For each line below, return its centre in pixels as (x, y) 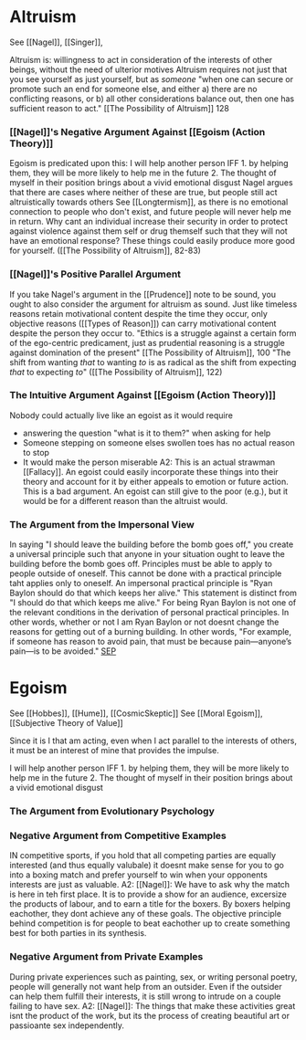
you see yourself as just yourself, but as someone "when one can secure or (152, 79)
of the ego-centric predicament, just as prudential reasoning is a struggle (148, 342)
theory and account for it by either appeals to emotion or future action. (156, 481)
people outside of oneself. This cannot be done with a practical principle (146, 573)
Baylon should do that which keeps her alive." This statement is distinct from (153, 593)
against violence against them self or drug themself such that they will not (148, 231)
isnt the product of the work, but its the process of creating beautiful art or (150, 1015)
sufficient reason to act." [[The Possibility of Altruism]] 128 (120, 108)
